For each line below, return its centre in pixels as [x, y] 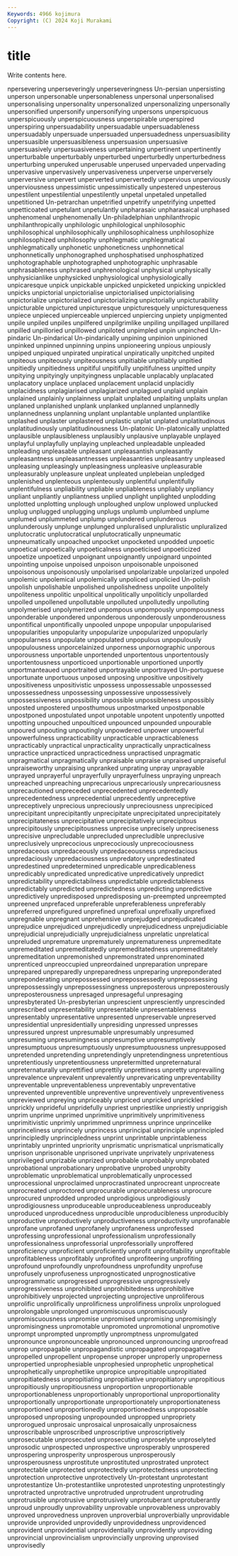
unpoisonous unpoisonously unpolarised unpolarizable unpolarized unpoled [118, 572]
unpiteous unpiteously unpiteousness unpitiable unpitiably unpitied [105, 361]
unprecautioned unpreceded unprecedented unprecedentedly [98, 791]
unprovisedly [26, 1545]
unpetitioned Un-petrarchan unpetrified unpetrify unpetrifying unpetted [112, 202]
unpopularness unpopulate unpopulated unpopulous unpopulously [104, 640]
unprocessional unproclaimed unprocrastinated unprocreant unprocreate [114, 1183]
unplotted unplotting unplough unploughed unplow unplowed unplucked [113, 504]
